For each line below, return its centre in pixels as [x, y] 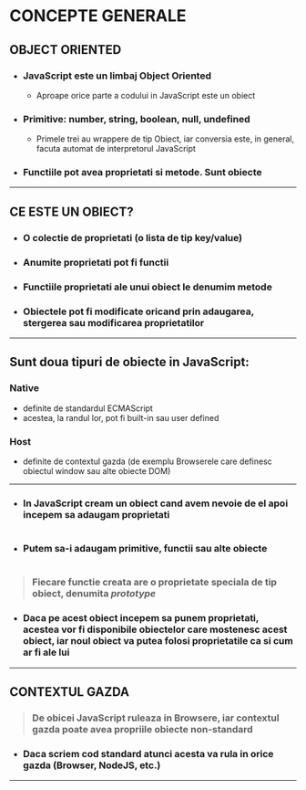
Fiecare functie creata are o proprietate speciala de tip [154, 583]
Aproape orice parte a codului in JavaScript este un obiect [146, 95]
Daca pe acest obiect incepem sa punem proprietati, [141, 618]
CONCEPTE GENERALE [98, 16]
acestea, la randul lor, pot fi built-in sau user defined [121, 417]
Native [24, 388]
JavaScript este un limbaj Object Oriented [117, 76]
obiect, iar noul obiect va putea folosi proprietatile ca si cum [158, 641]
